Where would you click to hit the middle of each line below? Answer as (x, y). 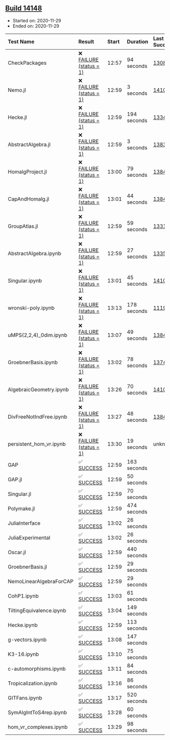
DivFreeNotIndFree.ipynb (37, 416)
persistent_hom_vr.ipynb (37, 444)
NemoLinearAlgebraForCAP (41, 581)
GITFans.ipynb (25, 697)
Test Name (21, 42)
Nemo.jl (17, 90)
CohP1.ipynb (23, 596)
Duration (137, 42)
